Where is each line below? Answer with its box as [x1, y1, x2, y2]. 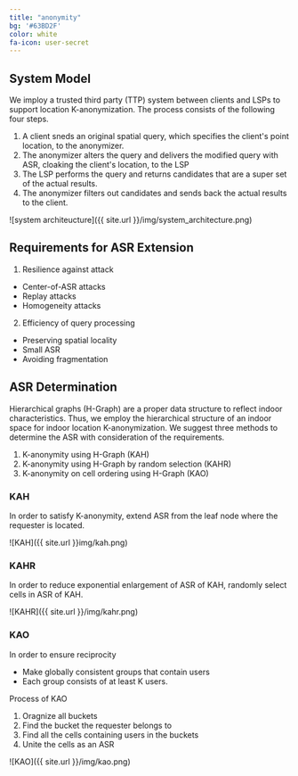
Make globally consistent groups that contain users [21, 666, 211, 677]
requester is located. [9, 519, 85, 531]
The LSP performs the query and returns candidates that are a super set [21, 169, 287, 179]
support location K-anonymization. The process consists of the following [9, 104, 276, 115]
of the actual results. [21, 178, 98, 189]
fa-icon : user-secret [9, 37, 90, 47]
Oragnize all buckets [21, 710, 98, 721]
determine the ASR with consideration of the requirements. [9, 432, 225, 442]
